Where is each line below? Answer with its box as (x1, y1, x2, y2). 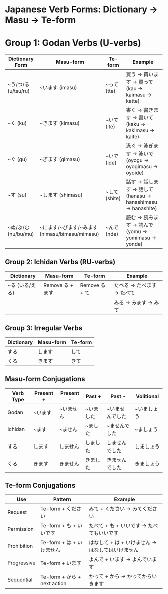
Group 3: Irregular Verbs (5, 324, 83, 332)
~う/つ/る (7, 81, 30, 88)
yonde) (126, 241, 143, 248)
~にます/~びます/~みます (39, 224, 98, 231)
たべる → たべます (114, 282, 157, 289)
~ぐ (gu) (7, 156, 27, 163)
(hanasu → (126, 192, 151, 199)
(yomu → (126, 228, 147, 235)
